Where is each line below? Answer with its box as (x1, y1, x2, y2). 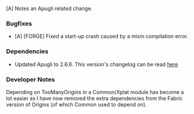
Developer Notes (6, 75, 55, 84)
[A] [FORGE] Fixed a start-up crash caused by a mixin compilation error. (14, 33, 189, 40)
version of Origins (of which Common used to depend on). (6, 101, 147, 108)
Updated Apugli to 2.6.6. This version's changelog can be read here (14, 61, 178, 68)
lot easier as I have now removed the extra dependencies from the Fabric (6, 95, 183, 102)
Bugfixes (6, 19, 32, 27)
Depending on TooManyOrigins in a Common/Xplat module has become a (6, 88, 184, 95)
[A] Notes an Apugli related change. (6, 5, 93, 12)
